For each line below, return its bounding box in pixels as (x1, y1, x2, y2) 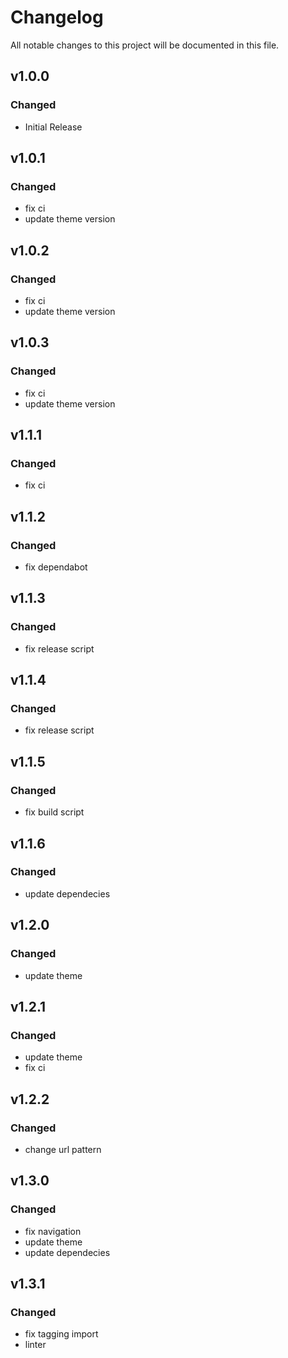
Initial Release (24, 121, 83, 133)
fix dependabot (24, 561, 88, 573)
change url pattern (24, 1143, 102, 1155)
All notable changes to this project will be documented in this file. (10, 39, 280, 51)
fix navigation (24, 1225, 82, 1237)
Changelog (10, 6, 104, 29)
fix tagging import (24, 1328, 99, 1340)
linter (24, 1339, 47, 1351)
